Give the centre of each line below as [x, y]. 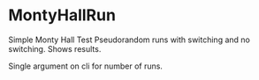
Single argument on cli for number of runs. [85, 66]
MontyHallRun [62, 15]
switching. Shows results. [55, 48]
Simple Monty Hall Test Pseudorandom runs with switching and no [129, 40]
